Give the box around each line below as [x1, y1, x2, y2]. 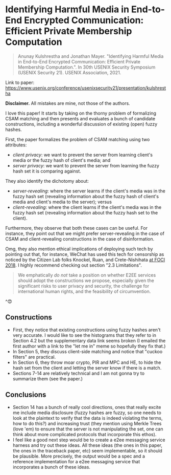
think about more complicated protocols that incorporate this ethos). [12, 431, 157, 437]
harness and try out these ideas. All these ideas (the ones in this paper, [12, 442, 162, 448]
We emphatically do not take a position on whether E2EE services [17, 272, 156, 278]
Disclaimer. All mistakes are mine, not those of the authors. [5, 100, 130, 106]
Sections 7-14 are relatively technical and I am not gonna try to [12, 370, 144, 376]
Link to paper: [5, 79, 35, 85]
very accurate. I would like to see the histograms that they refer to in [12, 332, 157, 338]
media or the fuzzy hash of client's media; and [12, 157, 111, 163]
